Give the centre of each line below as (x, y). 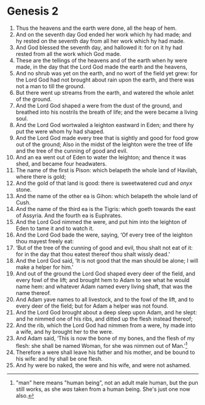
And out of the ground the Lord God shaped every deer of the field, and (105, 273)
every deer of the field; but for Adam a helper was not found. (92, 306)
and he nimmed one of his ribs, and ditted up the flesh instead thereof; (104, 319)
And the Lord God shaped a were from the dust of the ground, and (99, 105)
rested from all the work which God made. (68, 54)
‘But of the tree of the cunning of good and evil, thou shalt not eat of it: (104, 247)
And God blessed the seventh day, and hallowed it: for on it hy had (99, 47)
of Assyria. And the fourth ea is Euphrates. (69, 215)
